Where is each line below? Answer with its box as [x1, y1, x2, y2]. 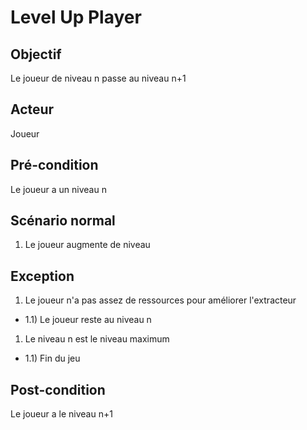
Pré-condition [10, 157, 99, 174]
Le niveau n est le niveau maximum [24, 333, 170, 345]
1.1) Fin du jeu [24, 352, 81, 365]
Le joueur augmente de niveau [24, 239, 151, 251]
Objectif [10, 46, 62, 63]
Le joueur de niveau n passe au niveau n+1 [10, 72, 187, 84]
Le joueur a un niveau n [10, 183, 107, 195]
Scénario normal [10, 212, 116, 230]
